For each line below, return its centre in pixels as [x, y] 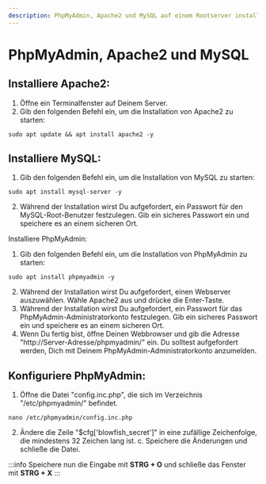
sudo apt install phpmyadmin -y [61, 277]
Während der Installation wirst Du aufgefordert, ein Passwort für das [131, 309]
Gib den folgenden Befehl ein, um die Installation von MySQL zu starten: [137, 177]
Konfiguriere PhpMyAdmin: [77, 376]
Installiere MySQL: [55, 159]
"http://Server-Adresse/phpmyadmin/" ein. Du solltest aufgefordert [129, 342]
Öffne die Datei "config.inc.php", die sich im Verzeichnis [111, 395]
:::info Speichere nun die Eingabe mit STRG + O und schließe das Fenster [127, 465]
